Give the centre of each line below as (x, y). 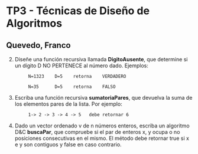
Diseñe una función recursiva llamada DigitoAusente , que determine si (101, 59)
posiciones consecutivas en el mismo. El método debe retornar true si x (102, 138)
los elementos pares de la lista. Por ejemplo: (68, 104)
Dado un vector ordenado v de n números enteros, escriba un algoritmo (102, 126)
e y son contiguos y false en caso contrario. (68, 145)
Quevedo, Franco (38, 45)
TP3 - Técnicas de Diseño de (78, 11)
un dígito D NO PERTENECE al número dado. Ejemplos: (82, 65)
